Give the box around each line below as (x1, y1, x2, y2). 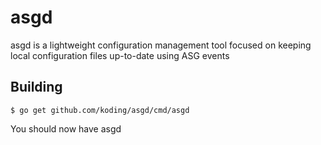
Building (10, 79, 63, 96)
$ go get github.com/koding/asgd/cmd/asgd (10, 105, 190, 115)
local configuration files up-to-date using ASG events (10, 49, 230, 61)
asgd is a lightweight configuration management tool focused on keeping (10, 39, 312, 51)
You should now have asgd (10, 122, 122, 135)
